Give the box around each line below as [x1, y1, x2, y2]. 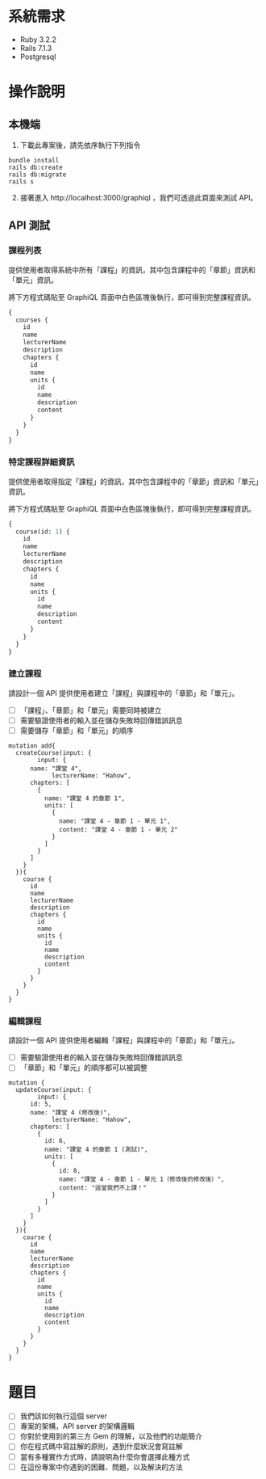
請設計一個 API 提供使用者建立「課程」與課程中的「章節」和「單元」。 [8, 688, 239, 697]
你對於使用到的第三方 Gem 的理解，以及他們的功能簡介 [19, 1431, 203, 1441]
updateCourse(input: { [15, 1086, 92, 1094]
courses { [15, 316, 48, 324]
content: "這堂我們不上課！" [59, 1184, 148, 1192]
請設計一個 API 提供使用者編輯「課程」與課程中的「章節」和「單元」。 [8, 1035, 239, 1045]
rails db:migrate [8, 171, 67, 179]
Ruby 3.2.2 [19, 34, 56, 44]
